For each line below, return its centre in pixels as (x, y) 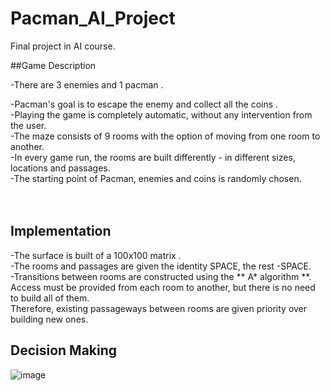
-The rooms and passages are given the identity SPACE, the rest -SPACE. (161, 266)
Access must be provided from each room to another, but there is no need (163, 287)
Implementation (61, 231)
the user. (28, 125)
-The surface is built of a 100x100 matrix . (96, 255)
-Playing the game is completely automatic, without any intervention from (161, 114)
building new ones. (49, 319)
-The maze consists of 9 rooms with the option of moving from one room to (165, 136)
